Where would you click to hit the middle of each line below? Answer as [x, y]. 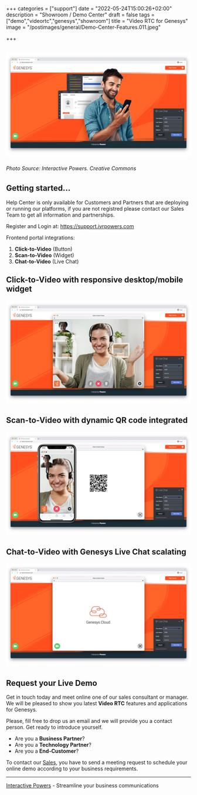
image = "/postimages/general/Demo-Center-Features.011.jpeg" [84, 27]
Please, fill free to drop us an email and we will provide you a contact [89, 721]
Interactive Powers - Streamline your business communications [83, 786]
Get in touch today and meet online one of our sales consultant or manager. [97, 697]
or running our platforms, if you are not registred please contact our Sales [95, 208]
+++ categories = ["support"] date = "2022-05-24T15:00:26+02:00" [89, 9]
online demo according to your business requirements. [72, 769]
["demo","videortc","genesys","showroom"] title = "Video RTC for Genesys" [97, 21]
